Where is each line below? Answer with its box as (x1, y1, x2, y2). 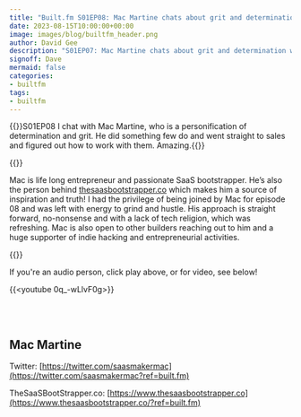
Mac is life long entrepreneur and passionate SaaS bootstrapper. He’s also (9, 175, 283, 186)
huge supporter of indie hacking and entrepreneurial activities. (9, 232, 240, 243)
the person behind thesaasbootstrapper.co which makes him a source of (9, 185, 278, 195)
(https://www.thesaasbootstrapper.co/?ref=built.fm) (9, 397, 202, 408)
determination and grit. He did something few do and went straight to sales (9, 131, 286, 142)
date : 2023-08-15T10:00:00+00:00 (9, 22, 134, 30)
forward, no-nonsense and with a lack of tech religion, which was (9, 213, 251, 224)
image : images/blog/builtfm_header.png (9, 30, 159, 39)
